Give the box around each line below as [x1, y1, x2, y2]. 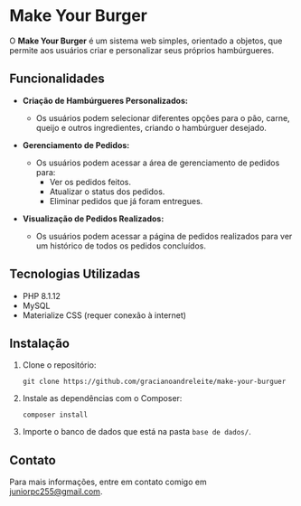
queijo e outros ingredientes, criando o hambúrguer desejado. [35, 122, 267, 133]
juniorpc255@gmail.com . [9, 486, 103, 497]
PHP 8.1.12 [22, 290, 61, 301]
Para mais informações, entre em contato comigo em [9, 476, 207, 488]
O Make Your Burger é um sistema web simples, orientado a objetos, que [9, 35, 283, 46]
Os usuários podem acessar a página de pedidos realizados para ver [35, 230, 293, 241]
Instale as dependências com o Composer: [22, 393, 183, 404]
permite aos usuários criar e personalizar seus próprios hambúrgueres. [9, 44, 274, 55]
